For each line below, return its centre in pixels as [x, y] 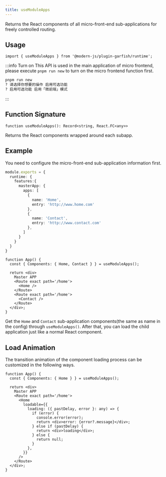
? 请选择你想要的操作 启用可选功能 [36, 85]
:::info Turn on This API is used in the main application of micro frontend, [80, 66]
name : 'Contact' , [50, 218]
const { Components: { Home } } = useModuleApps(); [65, 379]
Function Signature [35, 114]
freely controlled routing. [31, 29]
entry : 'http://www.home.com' [63, 204]
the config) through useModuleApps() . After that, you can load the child [77, 326]
